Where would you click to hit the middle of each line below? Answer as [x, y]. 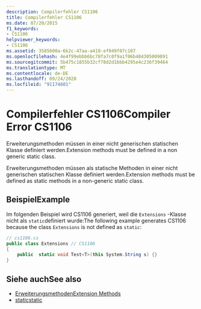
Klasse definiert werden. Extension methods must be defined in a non [92, 150]
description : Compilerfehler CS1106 [52, 12]
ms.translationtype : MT [36, 68]
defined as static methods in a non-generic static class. [75, 180]
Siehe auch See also [44, 279]
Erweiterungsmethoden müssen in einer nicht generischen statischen [92, 143]
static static [29, 300]
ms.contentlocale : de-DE [37, 73]
